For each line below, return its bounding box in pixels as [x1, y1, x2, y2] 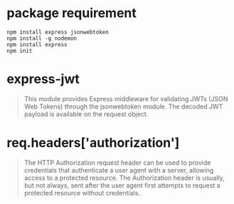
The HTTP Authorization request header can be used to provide [23, 158, 211, 167]
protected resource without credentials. [23, 188, 140, 197]
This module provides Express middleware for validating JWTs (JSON [23, 94, 228, 103]
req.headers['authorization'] [6, 135, 180, 151]
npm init [6, 47, 33, 54]
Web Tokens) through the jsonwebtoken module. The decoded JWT [23, 102, 223, 111]
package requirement [6, 5, 137, 21]
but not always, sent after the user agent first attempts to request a [23, 180, 221, 190]
